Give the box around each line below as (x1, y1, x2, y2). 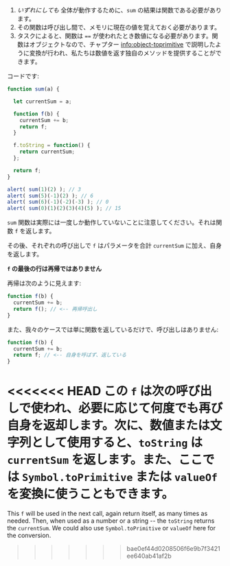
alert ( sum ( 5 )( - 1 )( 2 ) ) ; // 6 (7, 192, 94, 199)
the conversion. (7, 531, 51, 540)
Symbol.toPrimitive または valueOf (21, 469, 218, 485)
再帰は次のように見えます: (7, 279, 82, 287)
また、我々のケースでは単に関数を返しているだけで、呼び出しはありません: (7, 325, 218, 333)
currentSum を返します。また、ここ (7, 452, 203, 468)
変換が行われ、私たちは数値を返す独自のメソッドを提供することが (29, 49, 216, 57)
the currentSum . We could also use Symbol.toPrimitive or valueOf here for (7, 524, 216, 532)
